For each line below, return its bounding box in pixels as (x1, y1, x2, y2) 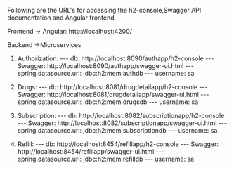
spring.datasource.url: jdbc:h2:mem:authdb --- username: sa (17, 70, 195, 77)
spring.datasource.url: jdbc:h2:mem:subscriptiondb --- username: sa (17, 126, 218, 134)
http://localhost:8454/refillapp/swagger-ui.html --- (17, 148, 165, 155)
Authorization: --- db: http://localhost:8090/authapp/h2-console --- (17, 54, 214, 63)
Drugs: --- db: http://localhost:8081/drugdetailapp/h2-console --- (17, 83, 208, 91)
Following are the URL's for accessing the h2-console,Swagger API (7, 6, 202, 14)
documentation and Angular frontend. (7, 13, 117, 22)
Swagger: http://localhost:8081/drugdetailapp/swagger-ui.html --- (17, 91, 209, 98)
